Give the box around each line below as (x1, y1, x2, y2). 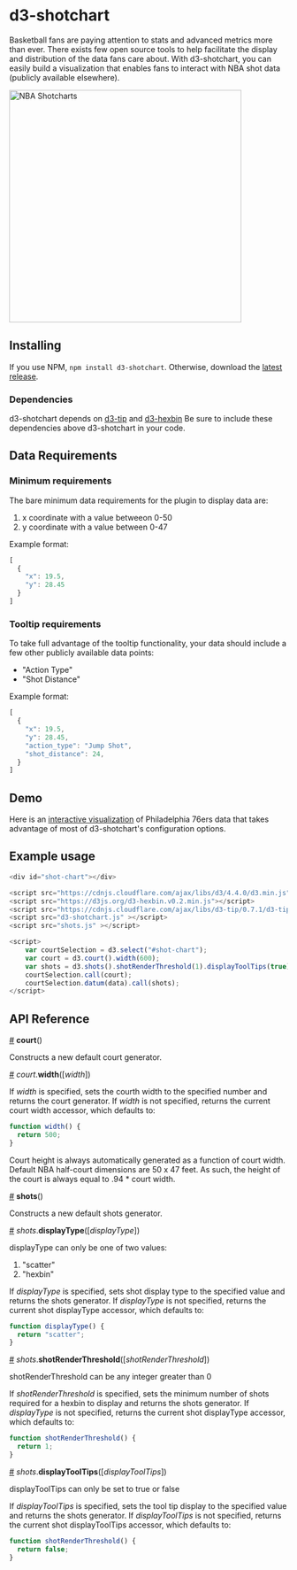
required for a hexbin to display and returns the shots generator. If (9, 1398, 249, 1409)
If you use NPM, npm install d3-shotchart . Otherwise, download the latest (9, 361, 283, 372)
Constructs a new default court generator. (9, 1052, 162, 1063)
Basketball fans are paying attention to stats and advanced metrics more (9, 35, 273, 45)
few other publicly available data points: (9, 647, 155, 658)
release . (9, 371, 39, 382)
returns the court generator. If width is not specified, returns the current (9, 1095, 271, 1107)
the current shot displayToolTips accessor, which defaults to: (9, 1520, 232, 1530)
